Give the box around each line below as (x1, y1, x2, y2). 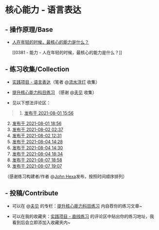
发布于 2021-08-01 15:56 (24, 110, 74, 116)
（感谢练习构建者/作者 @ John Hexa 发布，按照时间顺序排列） (5, 173, 127, 179)
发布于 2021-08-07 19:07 (12, 163, 62, 169)
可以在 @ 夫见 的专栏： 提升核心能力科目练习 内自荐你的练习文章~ (12, 203, 142, 209)
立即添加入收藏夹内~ (29, 219, 71, 225)
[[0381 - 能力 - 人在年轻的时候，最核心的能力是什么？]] (12, 50, 123, 55)
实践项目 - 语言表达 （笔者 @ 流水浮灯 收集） (12, 79, 100, 85)
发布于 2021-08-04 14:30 (12, 145, 63, 151)
